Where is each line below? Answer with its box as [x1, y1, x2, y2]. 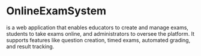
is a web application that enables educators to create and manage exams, [6, 24, 189, 31]
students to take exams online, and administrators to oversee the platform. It [6, 30, 195, 37]
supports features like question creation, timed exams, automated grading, [6, 36, 191, 43]
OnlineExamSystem [6, 4, 107, 18]
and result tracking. [6, 43, 55, 50]
